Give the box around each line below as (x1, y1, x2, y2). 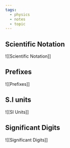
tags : (5, 7, 16, 13)
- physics (9, 12, 30, 17)
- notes (9, 17, 26, 22)
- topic (9, 21, 26, 27)
